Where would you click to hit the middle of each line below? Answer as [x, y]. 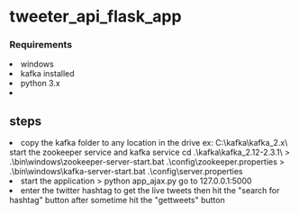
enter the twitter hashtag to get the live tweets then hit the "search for [150, 191]
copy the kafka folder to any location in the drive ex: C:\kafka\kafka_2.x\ [154, 143]
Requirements [41, 45]
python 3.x [41, 84]
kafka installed [48, 74]
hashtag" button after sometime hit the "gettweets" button [117, 201]
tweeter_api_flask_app [95, 17]
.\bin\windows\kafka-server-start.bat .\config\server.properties [126, 172]
